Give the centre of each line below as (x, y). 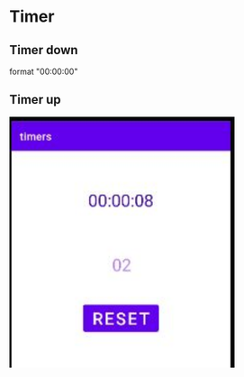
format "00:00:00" (44, 71)
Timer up (35, 100)
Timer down (44, 50)
